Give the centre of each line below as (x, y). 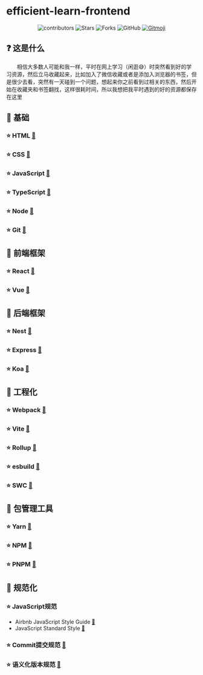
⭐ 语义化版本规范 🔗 (34, 664)
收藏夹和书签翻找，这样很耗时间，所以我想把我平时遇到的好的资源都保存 (107, 89)
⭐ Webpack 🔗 (26, 410)
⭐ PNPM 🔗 (21, 565)
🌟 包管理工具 (30, 509)
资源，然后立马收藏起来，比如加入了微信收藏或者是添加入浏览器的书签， (101, 74)
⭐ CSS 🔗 (18, 154)
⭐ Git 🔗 (16, 229)
